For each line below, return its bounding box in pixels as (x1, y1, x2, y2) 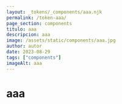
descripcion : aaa (6, 32, 51, 38)
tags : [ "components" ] (6, 54, 62, 61)
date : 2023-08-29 (6, 49, 51, 55)
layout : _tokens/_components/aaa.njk (6, 9, 102, 15)
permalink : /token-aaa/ (6, 15, 67, 21)
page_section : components (6, 20, 72, 26)
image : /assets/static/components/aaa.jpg (6, 37, 116, 43)
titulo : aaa (6, 26, 37, 32)
